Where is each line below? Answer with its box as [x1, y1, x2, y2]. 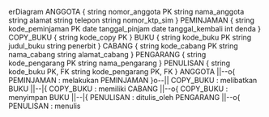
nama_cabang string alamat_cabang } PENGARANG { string [8, 50, 207, 59]
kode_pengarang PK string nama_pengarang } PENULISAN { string [8, 58, 231, 68]
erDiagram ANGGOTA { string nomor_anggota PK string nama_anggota [8, 7, 245, 16]
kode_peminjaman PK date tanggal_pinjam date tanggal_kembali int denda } [8, 24, 262, 33]
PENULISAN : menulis [8, 101, 81, 111]
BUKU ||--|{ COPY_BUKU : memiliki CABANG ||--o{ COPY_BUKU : [8, 84, 228, 94]
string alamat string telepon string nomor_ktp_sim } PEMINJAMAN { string [8, 15, 255, 25]
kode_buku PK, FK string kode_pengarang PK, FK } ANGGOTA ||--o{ [8, 67, 236, 76]
